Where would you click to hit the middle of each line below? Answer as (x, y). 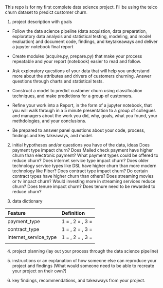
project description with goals (42, 22)
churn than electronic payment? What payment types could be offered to (85, 155)
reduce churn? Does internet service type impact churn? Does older (80, 160)
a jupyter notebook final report (43, 47)
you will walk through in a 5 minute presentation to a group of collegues (84, 110)
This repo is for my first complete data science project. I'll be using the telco (81, 7)
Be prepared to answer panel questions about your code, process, (78, 130)
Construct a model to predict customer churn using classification (77, 91)
